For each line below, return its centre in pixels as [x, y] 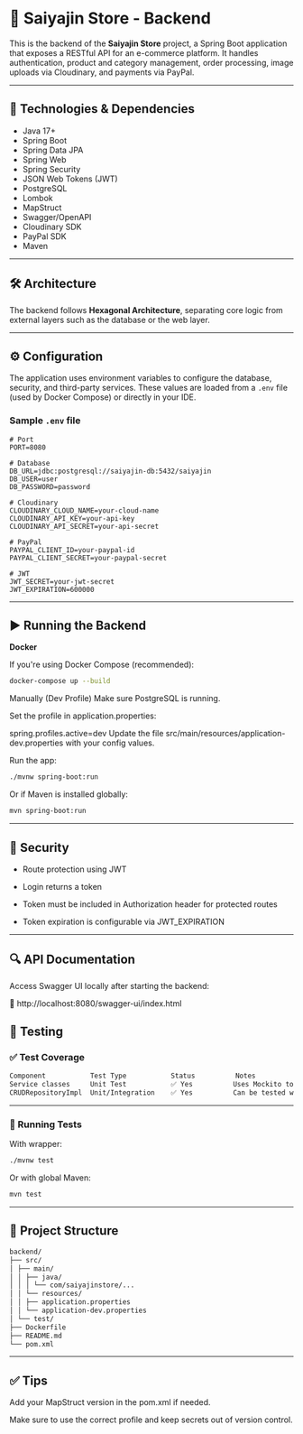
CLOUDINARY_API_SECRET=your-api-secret [84, 526]
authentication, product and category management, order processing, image [151, 62]
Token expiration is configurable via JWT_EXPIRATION [124, 921]
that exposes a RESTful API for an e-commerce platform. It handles [134, 52]
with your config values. [110, 743]
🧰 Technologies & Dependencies [102, 109]
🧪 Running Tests [46, 1124]
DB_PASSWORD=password [50, 486]
